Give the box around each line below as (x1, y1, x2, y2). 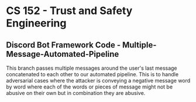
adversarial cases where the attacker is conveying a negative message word (6, 77, 191, 84)
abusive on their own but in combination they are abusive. (6, 90, 146, 96)
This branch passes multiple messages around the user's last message (6, 64, 177, 72)
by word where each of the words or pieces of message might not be (6, 83, 173, 90)
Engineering (6, 16, 67, 30)
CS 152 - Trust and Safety (6, 4, 133, 18)
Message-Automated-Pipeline (6, 49, 119, 59)
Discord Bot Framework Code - (6, 40, 121, 50)
